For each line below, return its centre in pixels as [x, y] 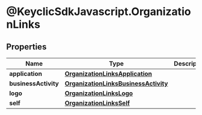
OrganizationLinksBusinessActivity [116, 83]
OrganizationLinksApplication [108, 74]
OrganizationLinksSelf [97, 103]
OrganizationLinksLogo [99, 93]
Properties [26, 47]
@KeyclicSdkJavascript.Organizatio [99, 12]
